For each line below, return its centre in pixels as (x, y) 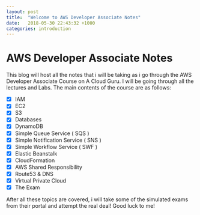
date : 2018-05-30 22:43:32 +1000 (51, 23)
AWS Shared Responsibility (49, 167)
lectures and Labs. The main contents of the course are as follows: (89, 88)
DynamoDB (29, 126)
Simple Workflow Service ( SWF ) (56, 147)
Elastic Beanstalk (36, 153)
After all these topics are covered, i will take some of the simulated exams (97, 199)
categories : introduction (38, 29)
